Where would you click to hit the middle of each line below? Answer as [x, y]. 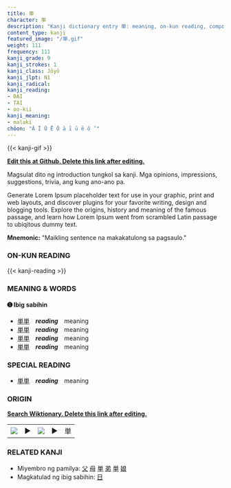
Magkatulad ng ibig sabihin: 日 [60, 477]
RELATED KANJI [35, 452]
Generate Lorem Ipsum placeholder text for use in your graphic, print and [111, 195]
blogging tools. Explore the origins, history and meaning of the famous [107, 210]
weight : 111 [24, 45]
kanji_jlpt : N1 [29, 77]
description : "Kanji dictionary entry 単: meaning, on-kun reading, [107, 26]
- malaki [20, 122]
